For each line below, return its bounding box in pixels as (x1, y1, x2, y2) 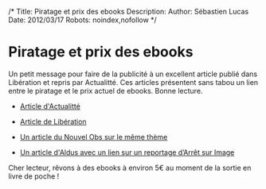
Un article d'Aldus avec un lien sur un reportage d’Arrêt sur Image (19, 147, 235, 157)
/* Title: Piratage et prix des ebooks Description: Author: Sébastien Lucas (8, 7, 249, 16)
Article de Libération (19, 117, 87, 126)
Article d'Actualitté (19, 101, 81, 110)
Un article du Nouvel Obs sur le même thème (19, 132, 168, 141)
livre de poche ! (8, 171, 60, 181)
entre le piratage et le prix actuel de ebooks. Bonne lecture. (8, 86, 203, 95)
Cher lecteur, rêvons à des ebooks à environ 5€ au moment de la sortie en (8, 163, 252, 172)
